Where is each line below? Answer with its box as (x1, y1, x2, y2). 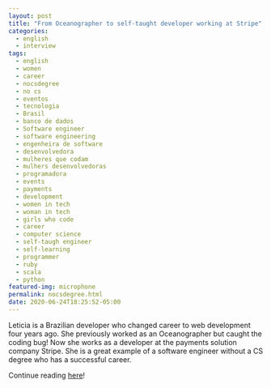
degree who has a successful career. (8, 354, 132, 365)
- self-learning (15, 245, 70, 254)
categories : (8, 27, 49, 35)
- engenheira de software (15, 139, 104, 148)
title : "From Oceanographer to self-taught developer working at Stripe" (8, 19, 263, 28)
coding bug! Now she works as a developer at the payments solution (8, 337, 237, 347)
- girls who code (15, 215, 74, 224)
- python (15, 275, 45, 284)
